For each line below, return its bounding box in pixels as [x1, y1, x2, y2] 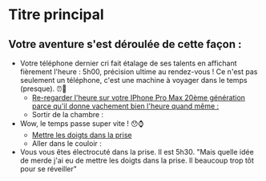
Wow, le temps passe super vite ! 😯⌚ [19, 119, 144, 128]
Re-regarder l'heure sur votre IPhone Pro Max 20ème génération [31, 93, 246, 102]
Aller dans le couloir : [31, 139, 103, 148]
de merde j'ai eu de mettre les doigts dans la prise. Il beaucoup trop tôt [19, 155, 255, 165]
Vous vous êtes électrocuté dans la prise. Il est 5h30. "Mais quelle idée [19, 148, 254, 156]
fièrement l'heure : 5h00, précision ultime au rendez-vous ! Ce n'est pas [19, 67, 258, 77]
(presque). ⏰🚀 [19, 84, 67, 93]
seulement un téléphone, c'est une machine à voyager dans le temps [19, 76, 248, 85]
